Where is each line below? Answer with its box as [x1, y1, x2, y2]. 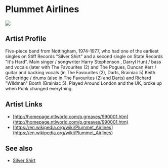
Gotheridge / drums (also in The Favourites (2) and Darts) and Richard [5, 75, 151, 81]
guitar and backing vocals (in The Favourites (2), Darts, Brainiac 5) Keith [5, 69, 156, 75]
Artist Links [5, 100, 43, 109]
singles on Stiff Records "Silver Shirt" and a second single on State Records [5, 53, 163, 59]
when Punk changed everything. [5, 85, 73, 91]
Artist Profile [5, 34, 47, 43]
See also [5, 144, 33, 152]
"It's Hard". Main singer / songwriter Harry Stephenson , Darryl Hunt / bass [5, 59, 161, 65]
